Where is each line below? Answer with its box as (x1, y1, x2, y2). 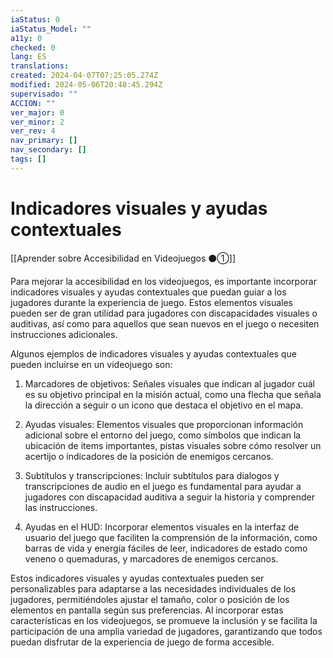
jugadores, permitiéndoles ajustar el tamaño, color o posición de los (10, 593, 290, 605)
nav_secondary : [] (10, 145, 87, 155)
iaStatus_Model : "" (10, 24, 92, 34)
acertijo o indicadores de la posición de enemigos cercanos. (24, 450, 274, 462)
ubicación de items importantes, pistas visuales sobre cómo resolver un (24, 439, 322, 451)
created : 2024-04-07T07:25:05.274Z (10, 71, 159, 81)
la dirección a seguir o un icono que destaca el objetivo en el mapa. (24, 399, 304, 411)
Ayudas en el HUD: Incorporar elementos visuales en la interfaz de (24, 521, 300, 533)
